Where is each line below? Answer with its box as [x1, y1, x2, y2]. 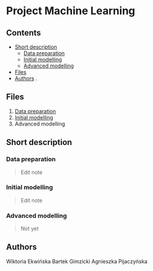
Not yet [20, 225, 39, 232]
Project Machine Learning [6, 4, 136, 18]
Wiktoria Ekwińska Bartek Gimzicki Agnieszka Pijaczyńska [6, 257, 148, 264]
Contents [6, 28, 41, 38]
